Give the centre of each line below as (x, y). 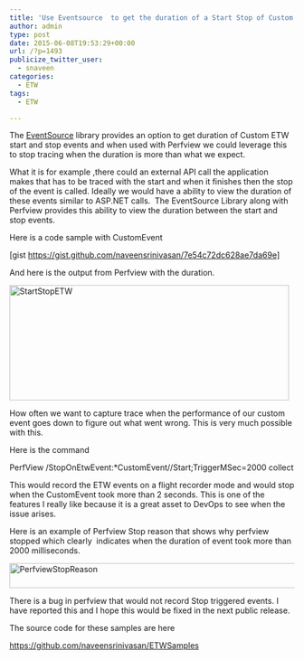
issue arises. (33, 514)
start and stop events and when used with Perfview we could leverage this (148, 145)
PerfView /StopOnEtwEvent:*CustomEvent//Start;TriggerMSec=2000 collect (152, 467)
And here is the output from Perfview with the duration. (112, 273)
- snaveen (36, 69)
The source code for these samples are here (92, 628)
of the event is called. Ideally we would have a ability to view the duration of (151, 192)
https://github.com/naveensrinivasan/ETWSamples (104, 646)
